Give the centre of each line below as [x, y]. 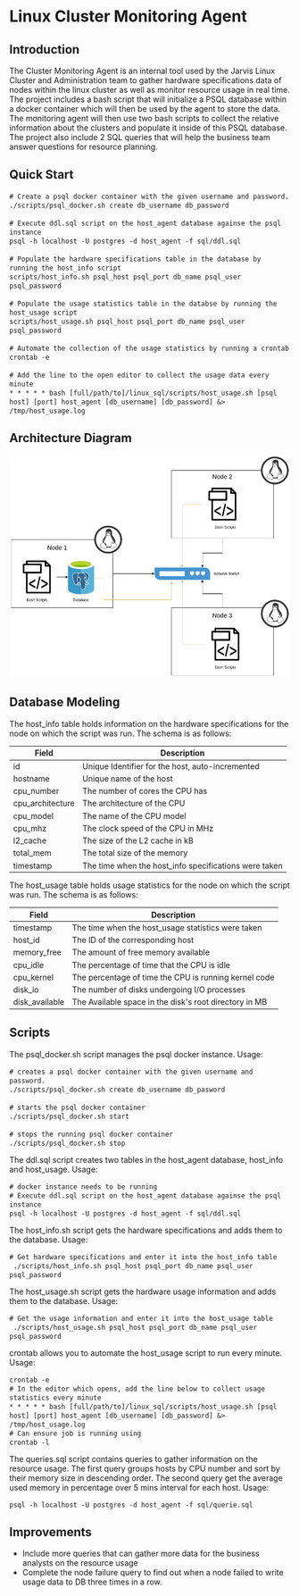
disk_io [26, 990]
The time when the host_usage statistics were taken [167, 927]
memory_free [37, 952]
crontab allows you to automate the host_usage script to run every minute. [146, 1353]
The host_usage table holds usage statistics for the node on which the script [149, 885]
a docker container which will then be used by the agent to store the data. [145, 109]
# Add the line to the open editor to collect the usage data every [139, 375]
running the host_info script [66, 268]
